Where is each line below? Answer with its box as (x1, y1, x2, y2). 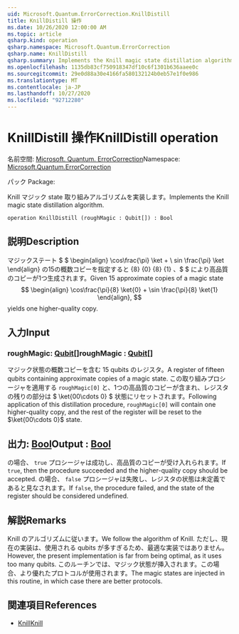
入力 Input (7, 326, 50, 339)
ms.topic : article (7, 30, 62, 38)
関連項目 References (7, 599, 97, 611)
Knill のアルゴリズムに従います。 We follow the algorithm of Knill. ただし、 (7, 535, 222, 543)
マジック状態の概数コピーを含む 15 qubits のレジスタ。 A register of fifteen (7, 366, 225, 374)
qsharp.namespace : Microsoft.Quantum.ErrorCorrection (7, 44, 171, 51)
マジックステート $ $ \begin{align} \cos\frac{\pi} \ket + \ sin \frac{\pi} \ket (7, 256, 224, 264)
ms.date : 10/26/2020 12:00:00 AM (7, 24, 107, 31)
